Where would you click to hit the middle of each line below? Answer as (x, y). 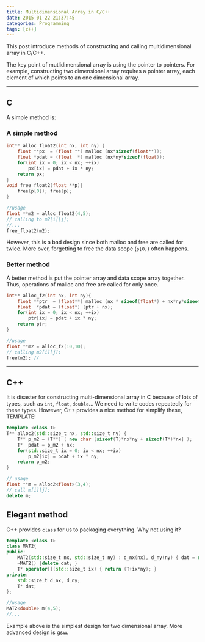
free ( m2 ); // (23, 358)
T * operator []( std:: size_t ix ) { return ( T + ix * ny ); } (87, 569)
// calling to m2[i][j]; (38, 219)
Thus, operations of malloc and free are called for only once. (82, 284)
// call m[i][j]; (28, 490)
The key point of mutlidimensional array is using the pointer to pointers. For (101, 65)
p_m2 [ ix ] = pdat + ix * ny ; (64, 456)
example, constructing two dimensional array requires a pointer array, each (101, 71)
